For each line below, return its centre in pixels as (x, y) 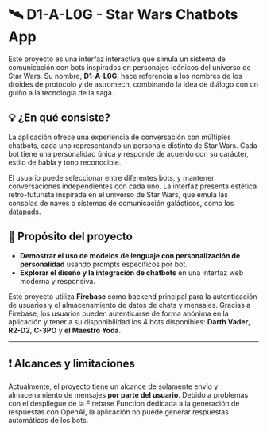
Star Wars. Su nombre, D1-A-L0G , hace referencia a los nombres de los (125, 76)
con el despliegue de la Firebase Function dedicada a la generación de (124, 404)
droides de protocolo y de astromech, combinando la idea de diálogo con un (133, 84)
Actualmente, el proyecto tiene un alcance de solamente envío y (113, 386)
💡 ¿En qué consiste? (60, 118)
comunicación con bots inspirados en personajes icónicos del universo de (130, 67)
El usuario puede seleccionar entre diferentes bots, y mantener (111, 177)
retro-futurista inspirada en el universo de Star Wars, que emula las (118, 194)
